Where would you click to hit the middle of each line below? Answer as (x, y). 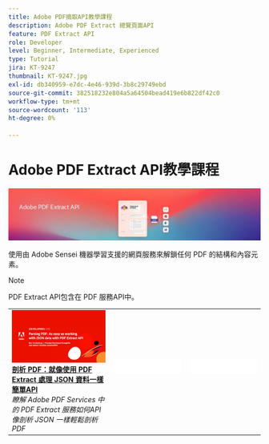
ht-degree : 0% (32, 119)
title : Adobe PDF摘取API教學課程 (60, 17)
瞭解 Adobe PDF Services (54, 400)
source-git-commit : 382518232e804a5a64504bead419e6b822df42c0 (114, 93)
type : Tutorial (34, 59)
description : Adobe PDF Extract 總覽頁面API (81, 25)
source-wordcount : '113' (50, 110)
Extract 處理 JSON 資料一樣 (58, 380)
